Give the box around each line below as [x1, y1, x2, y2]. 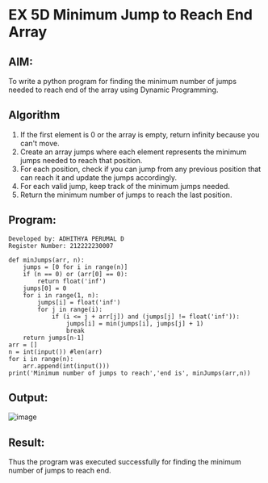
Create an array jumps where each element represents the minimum [19, 147, 247, 157]
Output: [8, 391, 48, 405]
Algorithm [8, 108, 61, 122]
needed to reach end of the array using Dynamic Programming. [8, 85, 219, 94]
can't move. [19, 138, 60, 148]
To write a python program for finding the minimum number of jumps [8, 77, 237, 86]
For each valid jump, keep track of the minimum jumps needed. [19, 181, 230, 191]
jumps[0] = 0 [23, 284, 67, 292]
